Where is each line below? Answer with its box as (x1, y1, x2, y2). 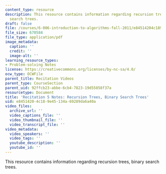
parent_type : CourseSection (5, 81, 63, 86)
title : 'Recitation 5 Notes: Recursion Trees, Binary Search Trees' (5, 94, 149, 99)
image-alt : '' (9, 53, 39, 58)
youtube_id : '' (9, 145, 41, 150)
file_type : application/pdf (5, 35, 63, 40)
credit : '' (9, 48, 32, 53)
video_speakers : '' (9, 131, 50, 136)
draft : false (5, 21, 32, 26)
